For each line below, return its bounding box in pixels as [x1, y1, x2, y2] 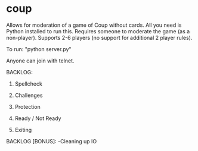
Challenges [14, 92, 43, 99]
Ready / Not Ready [14, 115, 61, 122]
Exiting [14, 126, 32, 133]
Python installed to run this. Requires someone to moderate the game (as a [6, 27, 190, 34]
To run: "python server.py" [6, 45, 72, 52]
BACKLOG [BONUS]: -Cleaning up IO [6, 137, 97, 144]
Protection [14, 103, 41, 110]
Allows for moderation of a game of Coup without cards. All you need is [6, 21, 182, 29]
